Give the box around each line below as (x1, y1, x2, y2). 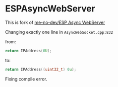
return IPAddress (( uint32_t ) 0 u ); (5, 67, 77, 72)
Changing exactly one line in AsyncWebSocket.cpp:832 (5, 29, 113, 35)
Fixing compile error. (5, 76, 48, 82)
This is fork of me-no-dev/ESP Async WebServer (5, 19, 105, 25)
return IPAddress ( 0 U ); (5, 48, 52, 53)
